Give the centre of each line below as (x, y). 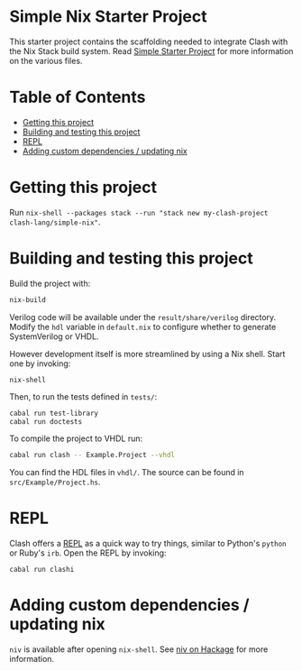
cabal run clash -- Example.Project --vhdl (92, 455)
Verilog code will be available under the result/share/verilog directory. (143, 317)
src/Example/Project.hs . (55, 482)
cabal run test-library (54, 413)
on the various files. (46, 60)
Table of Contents (78, 97)
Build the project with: (50, 283)
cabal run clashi (42, 570)
